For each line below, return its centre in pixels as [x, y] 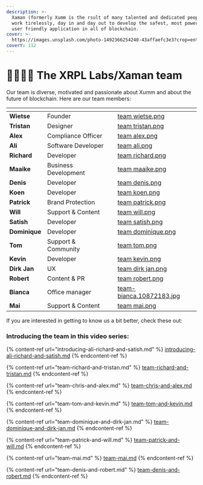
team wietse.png [141, 116]
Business [60, 165]
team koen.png [139, 192]
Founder [59, 116]
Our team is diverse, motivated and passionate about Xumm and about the [99, 92]
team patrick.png [142, 202]
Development [66, 173]
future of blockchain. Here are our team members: [69, 98]
